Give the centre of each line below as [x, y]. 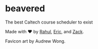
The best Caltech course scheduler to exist [49, 22]
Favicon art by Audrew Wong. [35, 41]
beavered [25, 9]
